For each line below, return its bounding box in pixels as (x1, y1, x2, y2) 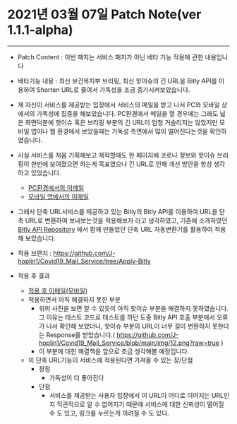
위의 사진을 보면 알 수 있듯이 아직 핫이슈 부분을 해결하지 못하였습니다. (38, 304, 229, 312)
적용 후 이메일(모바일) (28, 286, 88, 295)
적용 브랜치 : (17, 249, 52, 257)
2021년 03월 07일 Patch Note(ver (7, 6, 202, 23)
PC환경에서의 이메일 (28, 183, 85, 192)
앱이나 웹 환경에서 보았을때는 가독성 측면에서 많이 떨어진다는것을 (30, 126, 208, 135)
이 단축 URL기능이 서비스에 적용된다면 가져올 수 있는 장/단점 (28, 355, 193, 364)
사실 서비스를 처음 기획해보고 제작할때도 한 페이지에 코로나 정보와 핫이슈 (17, 151, 216, 159)
